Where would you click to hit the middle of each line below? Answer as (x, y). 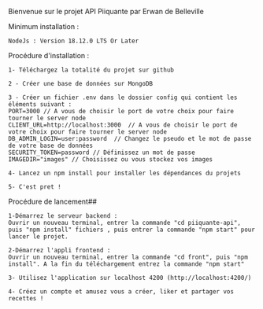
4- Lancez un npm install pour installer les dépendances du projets (125, 173)
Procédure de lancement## (52, 201)
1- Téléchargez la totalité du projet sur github (91, 70)
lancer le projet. (38, 237)
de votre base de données (50, 145)
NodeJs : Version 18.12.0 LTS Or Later (74, 41)
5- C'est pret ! (35, 187)
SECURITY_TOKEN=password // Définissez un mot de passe (102, 153)
